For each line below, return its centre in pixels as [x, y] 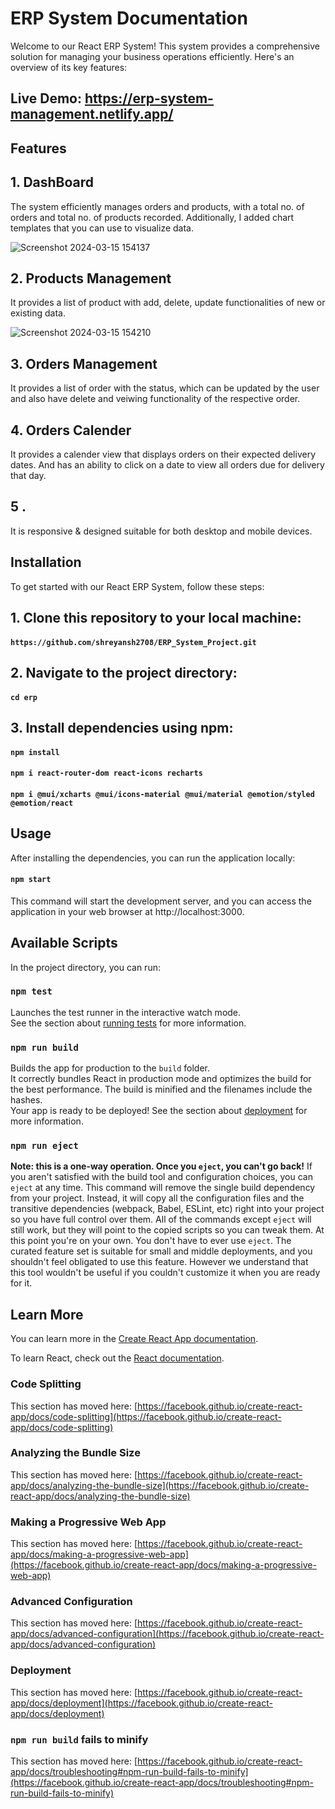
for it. [21, 1283]
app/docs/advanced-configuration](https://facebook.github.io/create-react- [167, 1634]
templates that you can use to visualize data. [102, 228]
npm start [31, 880]
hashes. [26, 1100]
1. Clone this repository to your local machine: [156, 617]
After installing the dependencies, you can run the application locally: [153, 858]
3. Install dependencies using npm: [122, 727]
